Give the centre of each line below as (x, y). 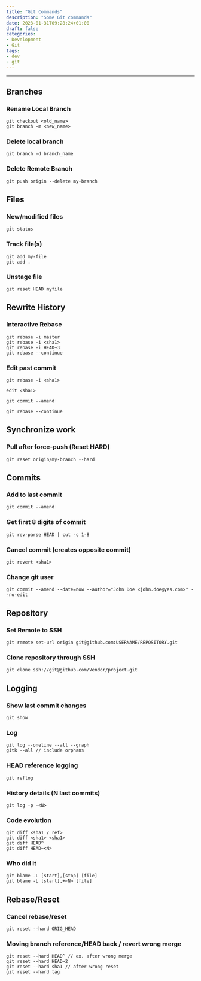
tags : (13, 51)
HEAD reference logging (42, 765)
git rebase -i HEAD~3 (33, 347)
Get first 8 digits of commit (46, 522)
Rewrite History (36, 308)
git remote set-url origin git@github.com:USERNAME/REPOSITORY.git (92, 643)
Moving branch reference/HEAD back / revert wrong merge (94, 944)
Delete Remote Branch (39, 169)
